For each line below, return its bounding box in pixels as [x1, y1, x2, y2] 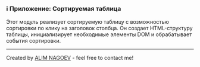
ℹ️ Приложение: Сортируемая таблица [6, 4, 121, 12]
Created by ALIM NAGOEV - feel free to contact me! [6, 55, 134, 62]
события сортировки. [6, 37, 61, 44]
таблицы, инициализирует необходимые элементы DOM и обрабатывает [6, 31, 192, 38]
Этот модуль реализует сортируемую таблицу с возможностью [6, 18, 170, 25]
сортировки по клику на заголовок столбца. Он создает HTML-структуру [6, 25, 193, 32]
